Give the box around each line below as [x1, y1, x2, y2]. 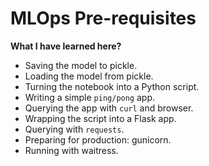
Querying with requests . [24, 123, 125, 135]
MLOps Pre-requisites [10, 7, 197, 30]
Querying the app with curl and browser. [24, 102, 194, 114]
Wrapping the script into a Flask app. [24, 112, 177, 124]
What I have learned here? [10, 40, 122, 52]
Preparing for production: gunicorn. [24, 133, 172, 146]
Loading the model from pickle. [24, 70, 154, 82]
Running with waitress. [24, 144, 119, 156]
